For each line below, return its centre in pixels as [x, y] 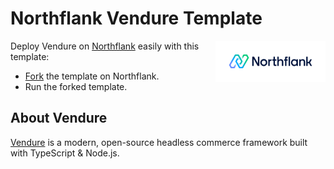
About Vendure [59, 118]
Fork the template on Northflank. [92, 76]
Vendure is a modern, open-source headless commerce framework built [159, 142]
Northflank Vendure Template [136, 18]
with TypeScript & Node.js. [65, 153]
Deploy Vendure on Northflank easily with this [105, 46]
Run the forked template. [76, 86]
